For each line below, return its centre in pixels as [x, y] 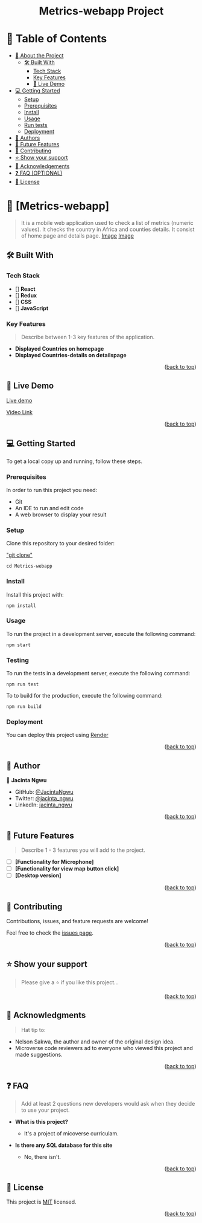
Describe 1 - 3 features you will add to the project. [83, 850]
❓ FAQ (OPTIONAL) [39, 173]
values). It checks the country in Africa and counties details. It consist [108, 229]
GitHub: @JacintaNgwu [44, 792]
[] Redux [26, 295]
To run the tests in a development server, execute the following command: [98, 673]
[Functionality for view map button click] [67, 869]
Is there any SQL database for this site [64, 1145]
